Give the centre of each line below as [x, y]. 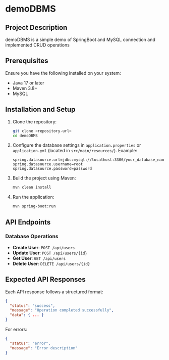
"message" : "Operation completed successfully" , [62, 310]
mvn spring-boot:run [34, 206]
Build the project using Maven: [44, 178]
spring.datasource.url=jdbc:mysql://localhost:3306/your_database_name [89, 160]
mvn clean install [32, 188]
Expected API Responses [45, 279]
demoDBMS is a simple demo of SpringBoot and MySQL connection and [80, 39]
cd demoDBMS [25, 136]
